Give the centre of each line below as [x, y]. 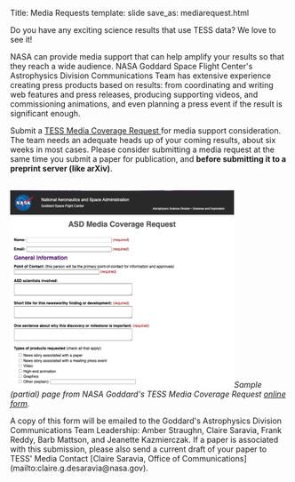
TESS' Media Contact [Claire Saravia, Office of [95, 459]
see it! [21, 40]
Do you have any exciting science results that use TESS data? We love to [143, 30]
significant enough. [45, 113]
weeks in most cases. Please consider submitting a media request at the [142, 149]
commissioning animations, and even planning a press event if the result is [146, 104]
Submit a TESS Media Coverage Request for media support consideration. [146, 131]
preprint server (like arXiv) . [61, 169]
